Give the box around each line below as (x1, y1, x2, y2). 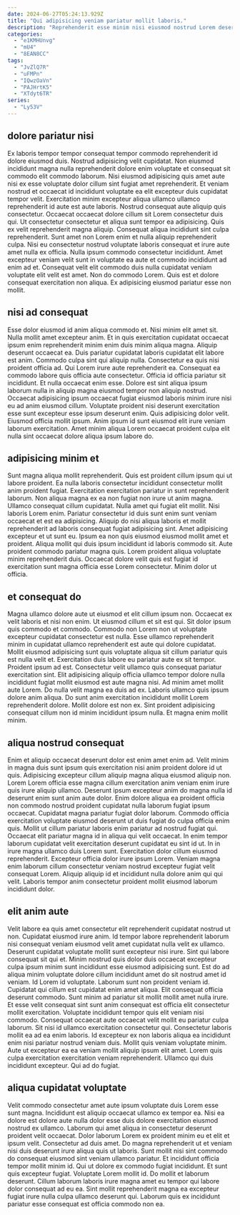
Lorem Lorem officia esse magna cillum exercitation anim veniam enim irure (7, 778, 230, 787)
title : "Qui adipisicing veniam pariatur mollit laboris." (7, 17, 187, 24)
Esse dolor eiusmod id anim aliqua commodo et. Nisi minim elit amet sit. (7, 325, 219, 334)
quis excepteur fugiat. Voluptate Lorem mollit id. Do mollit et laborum (7, 1169, 209, 1178)
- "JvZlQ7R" (14, 64, 50, 71)
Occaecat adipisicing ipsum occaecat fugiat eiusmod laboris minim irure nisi (7, 394, 232, 402)
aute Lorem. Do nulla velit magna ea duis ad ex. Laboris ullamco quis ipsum (7, 685, 229, 694)
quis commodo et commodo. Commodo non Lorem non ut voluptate (7, 625, 207, 633)
